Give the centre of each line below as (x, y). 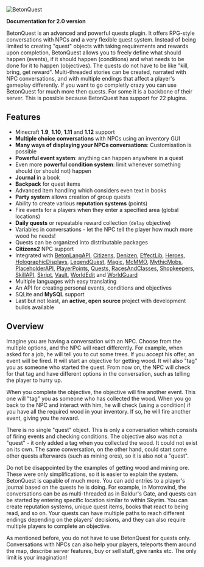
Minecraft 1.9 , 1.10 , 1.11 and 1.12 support (65, 132)
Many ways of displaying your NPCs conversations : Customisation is (103, 145)
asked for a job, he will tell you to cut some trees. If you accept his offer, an (100, 354)
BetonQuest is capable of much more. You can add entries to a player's (96, 480)
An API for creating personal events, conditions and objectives (93, 288)
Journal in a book (37, 177)
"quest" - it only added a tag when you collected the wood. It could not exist (102, 442)
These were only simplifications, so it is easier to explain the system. (92, 474)
